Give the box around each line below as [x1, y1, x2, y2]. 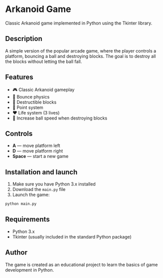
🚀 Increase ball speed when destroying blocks [12, 115, 108, 121]
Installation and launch [5, 167, 78, 176]
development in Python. [5, 266, 54, 273]
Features [5, 73, 33, 81]
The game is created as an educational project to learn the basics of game [5, 261, 158, 267]
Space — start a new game [12, 153, 69, 159]
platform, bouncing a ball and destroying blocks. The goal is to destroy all [5, 53, 156, 59]
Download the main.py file [12, 186, 66, 192]
